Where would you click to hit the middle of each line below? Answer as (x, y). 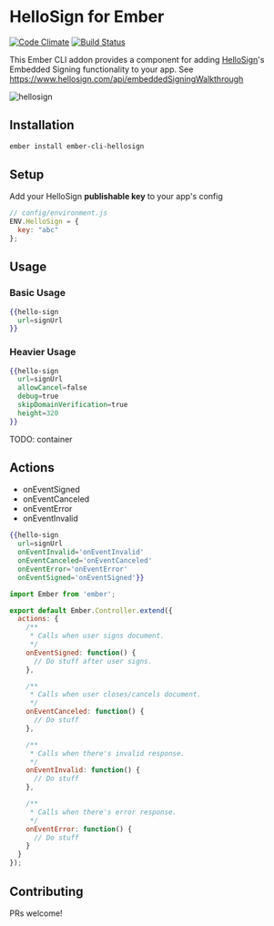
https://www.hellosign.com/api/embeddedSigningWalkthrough (127, 78)
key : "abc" (38, 230)
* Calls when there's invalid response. (107, 753)
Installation (42, 125)
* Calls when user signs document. (97, 636)
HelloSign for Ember (87, 17)
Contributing (46, 891)
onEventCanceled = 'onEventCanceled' (85, 561)
